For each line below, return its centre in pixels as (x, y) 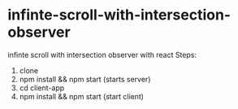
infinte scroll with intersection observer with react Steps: (102, 54)
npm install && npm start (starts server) (85, 79)
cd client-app (42, 88)
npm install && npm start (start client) (81, 96)
